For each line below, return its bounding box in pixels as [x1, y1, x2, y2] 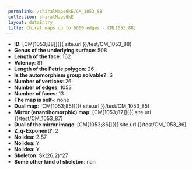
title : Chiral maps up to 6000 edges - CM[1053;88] [8, 24, 137, 31]
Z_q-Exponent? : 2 [13, 127, 59, 134]
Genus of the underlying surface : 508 [13, 47, 107, 54]
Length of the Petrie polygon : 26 [13, 65, 95, 73]
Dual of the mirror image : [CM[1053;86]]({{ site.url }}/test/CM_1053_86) [13, 121, 187, 128]
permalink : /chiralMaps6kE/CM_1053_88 [8, 8, 103, 15]
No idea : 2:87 [13, 133, 47, 140]
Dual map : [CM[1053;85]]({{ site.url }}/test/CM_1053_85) [13, 102, 150, 109]
